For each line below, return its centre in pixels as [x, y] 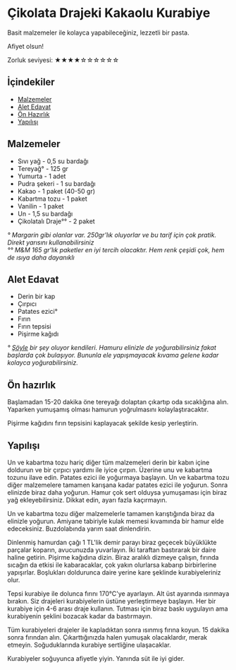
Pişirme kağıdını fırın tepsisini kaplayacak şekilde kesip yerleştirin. [103, 423]
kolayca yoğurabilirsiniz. [43, 363]
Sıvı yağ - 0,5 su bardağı [53, 161]
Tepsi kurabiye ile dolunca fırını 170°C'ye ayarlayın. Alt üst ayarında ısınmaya [118, 594]
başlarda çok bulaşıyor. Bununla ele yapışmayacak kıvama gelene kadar [113, 355]
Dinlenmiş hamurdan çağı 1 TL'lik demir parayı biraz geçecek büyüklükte [112, 542]
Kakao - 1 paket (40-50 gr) [56, 191]
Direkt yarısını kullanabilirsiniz [51, 242]
